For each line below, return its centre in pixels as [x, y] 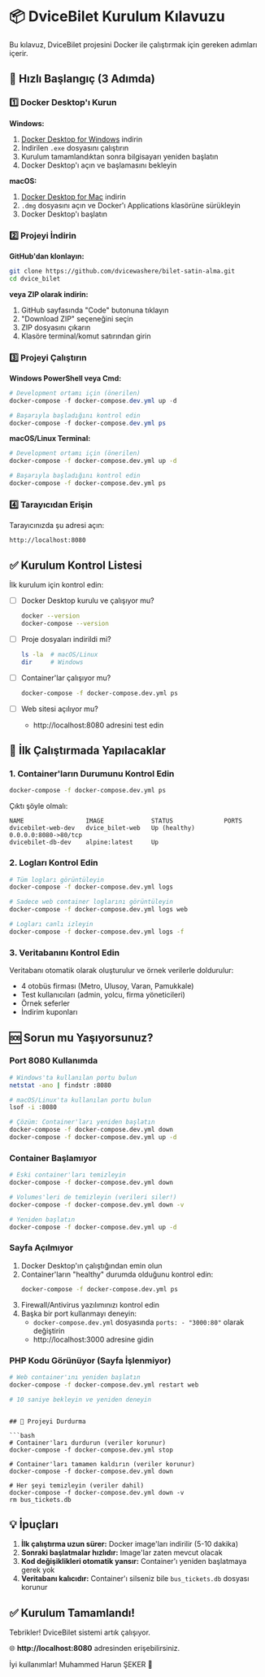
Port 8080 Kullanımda [54, 1061]
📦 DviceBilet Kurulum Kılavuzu [117, 17]
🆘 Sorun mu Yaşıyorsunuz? [81, 1038]
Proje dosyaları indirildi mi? [66, 639]
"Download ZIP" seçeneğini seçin [77, 318]
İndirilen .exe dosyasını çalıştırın [75, 147]
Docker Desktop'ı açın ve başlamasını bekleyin [99, 165]
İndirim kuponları [49, 1012]
